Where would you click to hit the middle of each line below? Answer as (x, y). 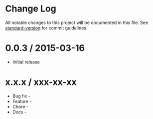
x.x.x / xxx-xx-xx (41, 82)
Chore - (20, 106)
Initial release (26, 62)
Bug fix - (21, 96)
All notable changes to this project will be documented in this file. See (77, 22)
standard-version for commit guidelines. (46, 27)
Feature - (22, 101)
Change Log (31, 9)
